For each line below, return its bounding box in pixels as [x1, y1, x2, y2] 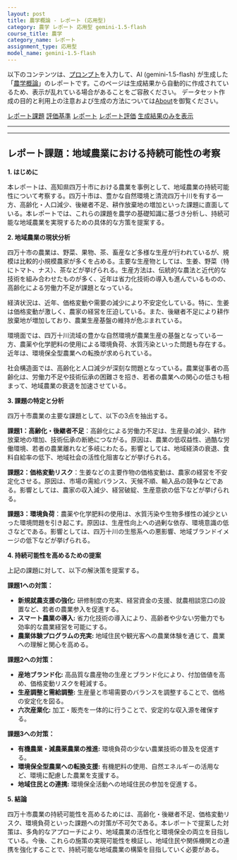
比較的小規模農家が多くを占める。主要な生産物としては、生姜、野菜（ [19, 257, 224, 265]
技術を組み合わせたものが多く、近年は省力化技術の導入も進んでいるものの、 [7, 274, 230, 283]
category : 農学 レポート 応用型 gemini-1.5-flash [7, 23, 147, 30]
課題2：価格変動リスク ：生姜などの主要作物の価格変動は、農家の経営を [7, 468, 215, 476]
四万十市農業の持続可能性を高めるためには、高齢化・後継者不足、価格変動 [7, 810, 224, 818]
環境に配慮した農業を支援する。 [30, 771, 123, 779]
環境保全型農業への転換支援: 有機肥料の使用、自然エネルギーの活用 [17, 762, 214, 770]
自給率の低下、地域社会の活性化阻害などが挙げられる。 [13, 453, 174, 461]
